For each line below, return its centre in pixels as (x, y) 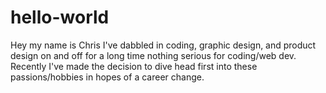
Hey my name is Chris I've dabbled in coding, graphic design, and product (163, 45)
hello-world (60, 17)
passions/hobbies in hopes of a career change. (107, 77)
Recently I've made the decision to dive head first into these (134, 66)
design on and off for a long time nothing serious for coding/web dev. (153, 55)
